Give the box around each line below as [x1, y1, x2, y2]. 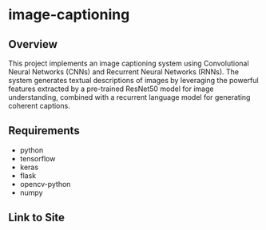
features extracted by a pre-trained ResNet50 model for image [8, 84, 214, 93]
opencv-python [19, 179, 71, 188]
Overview [8, 38, 58, 51]
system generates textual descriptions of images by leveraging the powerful [8, 76, 259, 85]
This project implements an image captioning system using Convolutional [8, 58, 249, 68]
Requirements [8, 124, 80, 137]
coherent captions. [8, 101, 70, 110]
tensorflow [19, 153, 56, 163]
